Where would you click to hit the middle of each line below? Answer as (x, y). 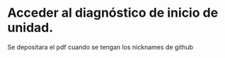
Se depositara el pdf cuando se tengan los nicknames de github (100, 47)
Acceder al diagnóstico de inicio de (113, 13)
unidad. (30, 28)
